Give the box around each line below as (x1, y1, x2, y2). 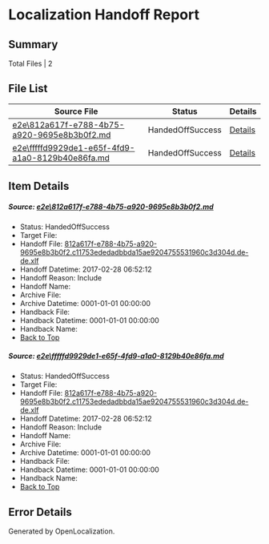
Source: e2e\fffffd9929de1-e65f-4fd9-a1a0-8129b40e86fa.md (8, 351, 224, 361)
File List (8, 82, 48, 95)
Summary (8, 38, 58, 51)
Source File (54, 106, 98, 117)
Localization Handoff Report (8, 6, 200, 24)
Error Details (8, 505, 72, 518)
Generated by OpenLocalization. (8, 526, 115, 536)
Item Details (8, 179, 70, 193)
